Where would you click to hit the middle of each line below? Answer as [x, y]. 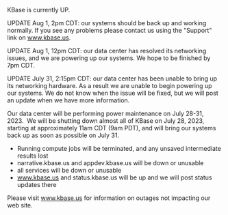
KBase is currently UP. [39, 10]
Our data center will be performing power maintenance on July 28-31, [105, 113]
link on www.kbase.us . [39, 38]
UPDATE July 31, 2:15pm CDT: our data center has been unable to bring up [112, 78]
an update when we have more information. [68, 100]
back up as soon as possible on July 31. [63, 135]
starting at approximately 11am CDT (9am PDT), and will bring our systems [112, 128]
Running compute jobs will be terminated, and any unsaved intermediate [119, 148]
